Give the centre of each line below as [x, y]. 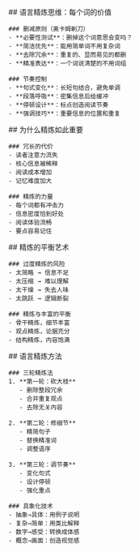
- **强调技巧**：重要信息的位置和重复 [65, 113]
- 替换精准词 [38, 440]
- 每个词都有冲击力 [36, 205]
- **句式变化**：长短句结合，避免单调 [65, 88]
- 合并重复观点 [41, 399]
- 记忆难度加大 [30, 181]
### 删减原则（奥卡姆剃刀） [49, 29]
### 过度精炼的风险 [37, 264]
